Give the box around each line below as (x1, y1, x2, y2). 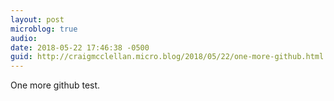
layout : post (10, 14, 65, 25)
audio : (10, 33, 38, 43)
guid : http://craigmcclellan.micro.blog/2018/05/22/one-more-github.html (10, 52, 325, 62)
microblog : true (10, 24, 78, 34)
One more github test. (10, 79, 101, 91)
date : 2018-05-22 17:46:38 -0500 (10, 42, 150, 53)
